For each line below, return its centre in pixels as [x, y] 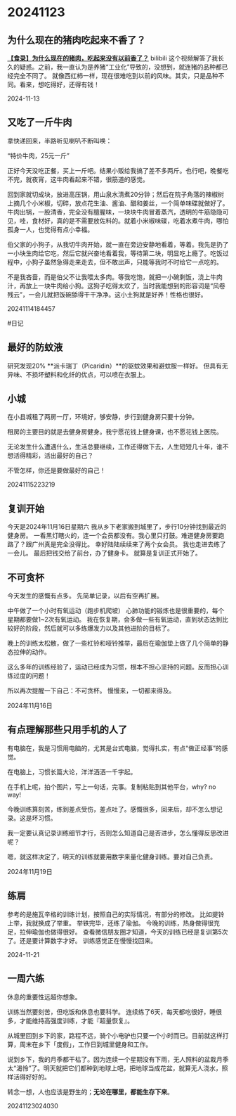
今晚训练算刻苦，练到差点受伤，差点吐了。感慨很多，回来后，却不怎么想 [112, 809]
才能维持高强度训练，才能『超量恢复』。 [76, 1020]
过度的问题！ [32, 676]
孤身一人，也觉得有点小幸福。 [50, 229]
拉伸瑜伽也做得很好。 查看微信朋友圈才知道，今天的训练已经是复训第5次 [124, 932]
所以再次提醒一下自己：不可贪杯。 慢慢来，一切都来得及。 [91, 691]
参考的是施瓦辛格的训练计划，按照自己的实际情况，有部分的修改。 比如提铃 [116, 914]
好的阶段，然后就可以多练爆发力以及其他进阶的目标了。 [93, 628]
